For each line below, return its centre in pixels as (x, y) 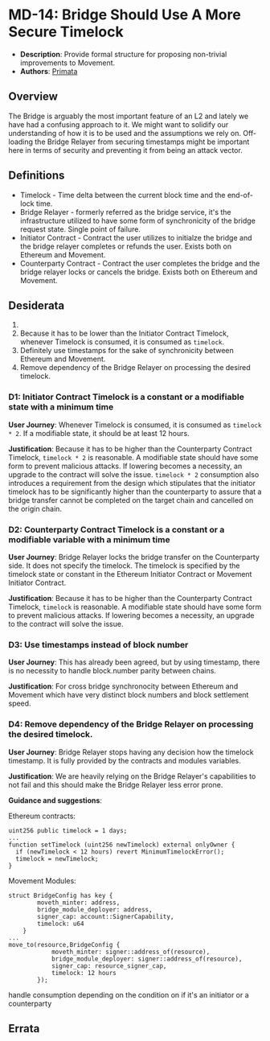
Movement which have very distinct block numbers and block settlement (129, 695)
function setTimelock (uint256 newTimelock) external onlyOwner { (122, 845)
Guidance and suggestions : (55, 800)
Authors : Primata (49, 71)
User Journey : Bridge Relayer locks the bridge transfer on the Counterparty (134, 557)
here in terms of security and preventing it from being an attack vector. (125, 150)
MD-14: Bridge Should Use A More (125, 15)
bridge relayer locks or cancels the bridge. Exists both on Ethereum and (139, 272)
